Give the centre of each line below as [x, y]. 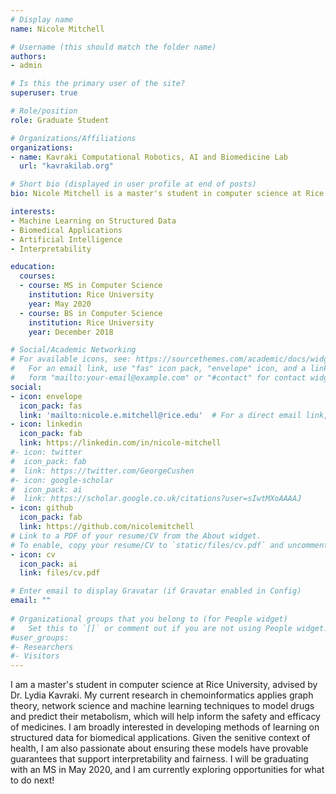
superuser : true [44, 93]
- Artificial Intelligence [66, 239]
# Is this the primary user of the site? [98, 84]
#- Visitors [35, 656]
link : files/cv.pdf [60, 573]
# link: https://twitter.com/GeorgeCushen [102, 471]
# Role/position [44, 111]
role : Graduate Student [60, 120]
